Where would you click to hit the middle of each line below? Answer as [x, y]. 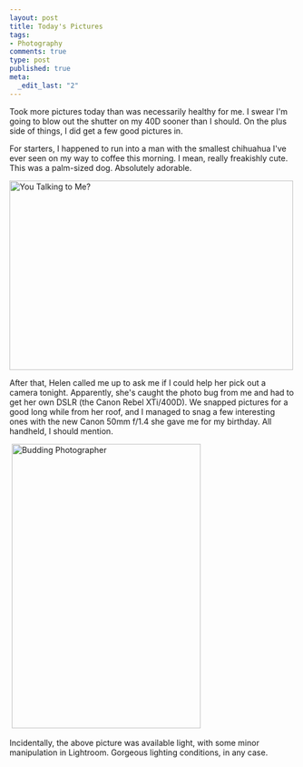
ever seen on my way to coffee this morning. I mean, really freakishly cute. [149, 158]
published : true [40, 69]
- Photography [36, 43]
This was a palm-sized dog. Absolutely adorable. [101, 167]
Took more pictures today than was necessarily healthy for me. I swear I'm [149, 111]
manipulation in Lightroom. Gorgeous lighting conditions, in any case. [139, 752]
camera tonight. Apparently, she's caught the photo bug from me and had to [152, 392]
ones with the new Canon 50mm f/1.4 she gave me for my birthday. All [141, 421]
